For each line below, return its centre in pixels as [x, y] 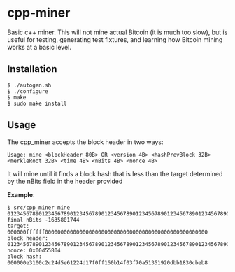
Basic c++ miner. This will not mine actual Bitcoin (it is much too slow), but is [117, 32]
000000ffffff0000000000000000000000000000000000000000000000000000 [108, 232]
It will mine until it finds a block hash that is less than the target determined [115, 173]
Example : [21, 194]
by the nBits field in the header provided [65, 181]
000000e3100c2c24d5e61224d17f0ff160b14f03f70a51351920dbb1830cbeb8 [108, 263]
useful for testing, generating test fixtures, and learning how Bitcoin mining [115, 39]
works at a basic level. [40, 47]
